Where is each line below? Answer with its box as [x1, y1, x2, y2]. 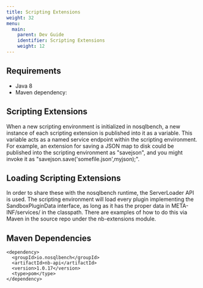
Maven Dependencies [6, 233, 92, 243]
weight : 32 [6, 15, 34, 21]
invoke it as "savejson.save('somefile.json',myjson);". [6, 155, 139, 162]
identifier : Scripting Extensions [17, 37, 105, 44]
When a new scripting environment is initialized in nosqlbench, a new [6, 123, 180, 130]
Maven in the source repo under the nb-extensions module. [6, 215, 157, 222]
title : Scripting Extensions [6, 9, 81, 15]
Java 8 [15, 82, 32, 89]
